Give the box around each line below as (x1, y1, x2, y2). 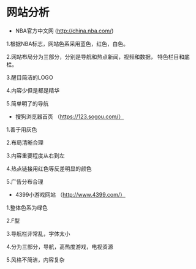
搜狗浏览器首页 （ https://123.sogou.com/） (15, 113, 124, 120)
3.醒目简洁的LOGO (6, 74, 53, 81)
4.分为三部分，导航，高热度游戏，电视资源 (6, 243, 113, 250)
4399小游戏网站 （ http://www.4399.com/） (15, 191, 126, 198)
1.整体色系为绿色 (6, 203, 48, 211)
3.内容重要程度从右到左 (6, 151, 66, 159)
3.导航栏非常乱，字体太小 (6, 230, 70, 237)
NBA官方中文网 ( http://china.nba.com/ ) (15, 27, 114, 34)
